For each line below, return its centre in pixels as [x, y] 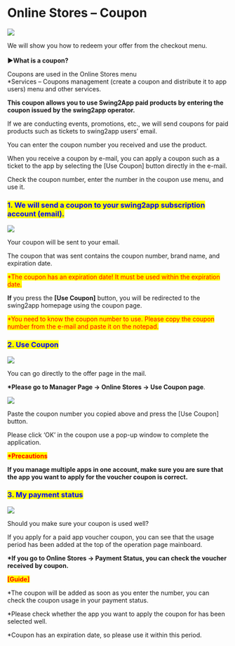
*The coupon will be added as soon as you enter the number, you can [108, 593]
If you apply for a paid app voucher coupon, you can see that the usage [111, 537]
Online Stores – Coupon [77, 13]
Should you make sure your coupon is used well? [78, 523]
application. [24, 442]
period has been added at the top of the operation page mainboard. [105, 544]
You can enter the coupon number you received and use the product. [107, 145]
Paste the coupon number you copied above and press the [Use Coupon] [113, 414]
